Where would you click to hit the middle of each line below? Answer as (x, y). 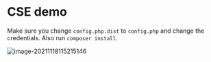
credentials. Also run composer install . (62, 37)
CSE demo (37, 12)
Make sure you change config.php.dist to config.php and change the (106, 31)
